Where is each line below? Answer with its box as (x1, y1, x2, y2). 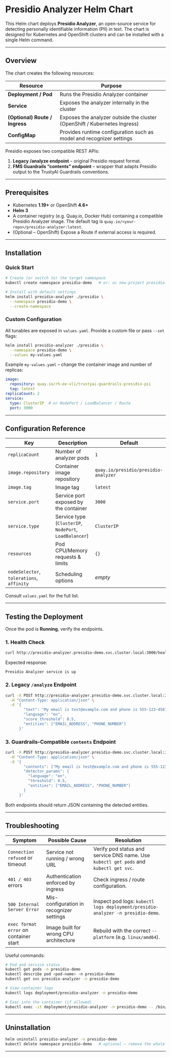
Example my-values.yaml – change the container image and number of (5, 361, 152, 367)
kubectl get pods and (93, 858, 146, 865)
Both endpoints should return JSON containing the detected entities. (5, 801, 149, 808)
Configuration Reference (5, 424, 85, 433)
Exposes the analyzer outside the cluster (59, 113, 157, 121)
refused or (8, 854, 33, 861)
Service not (46, 848, 74, 856)
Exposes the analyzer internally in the (59, 99, 149, 106)
